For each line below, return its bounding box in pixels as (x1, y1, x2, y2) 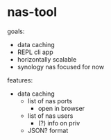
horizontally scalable (17, 55, 77, 63)
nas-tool (7, 4, 58, 20)
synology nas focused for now (17, 62, 105, 71)
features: (7, 76, 33, 84)
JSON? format (27, 126, 69, 134)
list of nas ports (27, 96, 73, 105)
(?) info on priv (37, 119, 80, 127)
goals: (7, 27, 25, 35)
